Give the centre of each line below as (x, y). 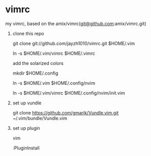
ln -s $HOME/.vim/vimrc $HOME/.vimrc (54, 53)
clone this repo (28, 33)
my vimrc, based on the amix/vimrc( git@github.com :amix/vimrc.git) (76, 24)
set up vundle (27, 103)
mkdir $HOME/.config (35, 73)
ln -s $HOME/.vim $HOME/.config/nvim (54, 83)
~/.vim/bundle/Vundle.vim (40, 118)
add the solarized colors (38, 63)
